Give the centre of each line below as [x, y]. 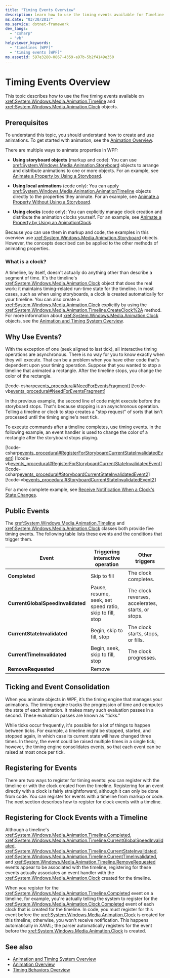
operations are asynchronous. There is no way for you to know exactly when [85, 354]
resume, [100, 594]
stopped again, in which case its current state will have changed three [78, 736]
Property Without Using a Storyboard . [52, 202]
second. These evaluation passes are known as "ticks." [63, 715]
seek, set [101, 600]
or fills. [136, 640]
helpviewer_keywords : [28, 43]
